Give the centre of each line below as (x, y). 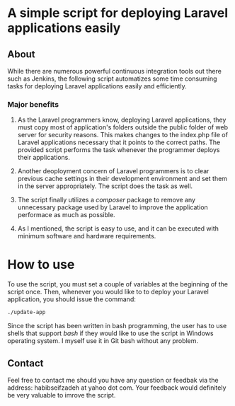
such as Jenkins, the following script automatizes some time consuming (112, 79)
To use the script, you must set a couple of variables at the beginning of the (118, 284)
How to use (41, 265)
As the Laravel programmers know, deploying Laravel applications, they (122, 120)
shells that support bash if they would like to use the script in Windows (110, 333)
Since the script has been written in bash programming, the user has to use (117, 326)
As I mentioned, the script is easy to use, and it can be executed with (118, 228)
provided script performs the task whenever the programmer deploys (119, 150)
